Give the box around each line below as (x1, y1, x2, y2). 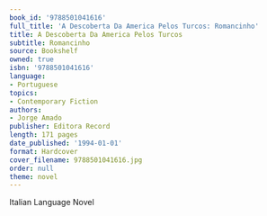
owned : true (9, 55, 54, 64)
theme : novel (9, 172, 58, 181)
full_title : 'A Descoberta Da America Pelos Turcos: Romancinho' (9, 22, 259, 31)
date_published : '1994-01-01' (9, 139, 123, 148)
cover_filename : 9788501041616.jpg (9, 155, 143, 165)
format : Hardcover (9, 147, 78, 156)
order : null (9, 164, 54, 173)
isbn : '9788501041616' (9, 64, 94, 73)
